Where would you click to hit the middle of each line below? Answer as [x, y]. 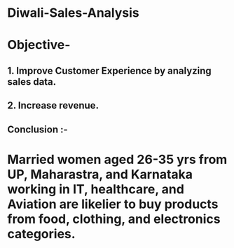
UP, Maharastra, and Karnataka [100, 174]
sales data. [32, 82]
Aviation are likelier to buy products [113, 204]
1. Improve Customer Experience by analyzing [109, 70]
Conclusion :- [37, 129]
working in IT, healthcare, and [96, 189]
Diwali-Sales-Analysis [74, 13]
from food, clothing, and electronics [114, 219]
